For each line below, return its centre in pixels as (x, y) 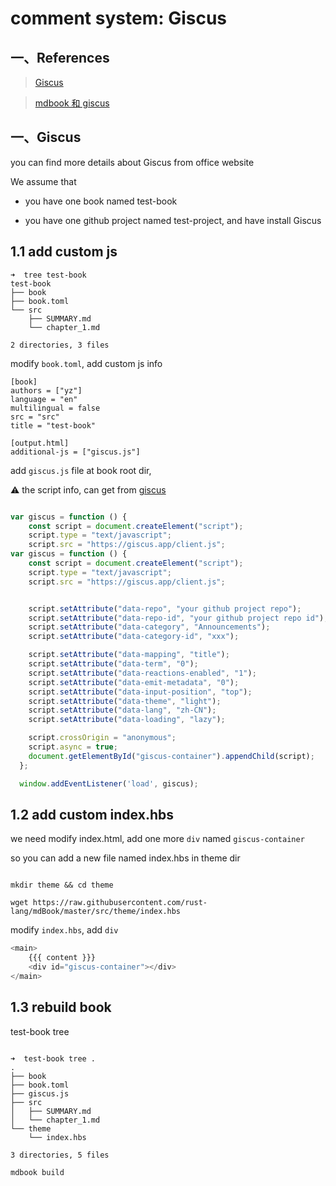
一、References (60, 57)
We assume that (43, 181)
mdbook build (37, 1172)
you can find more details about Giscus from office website (132, 162)
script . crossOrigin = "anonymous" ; (102, 738)
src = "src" (35, 417)
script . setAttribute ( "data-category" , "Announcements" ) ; (149, 627)
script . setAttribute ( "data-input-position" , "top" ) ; (140, 692)
